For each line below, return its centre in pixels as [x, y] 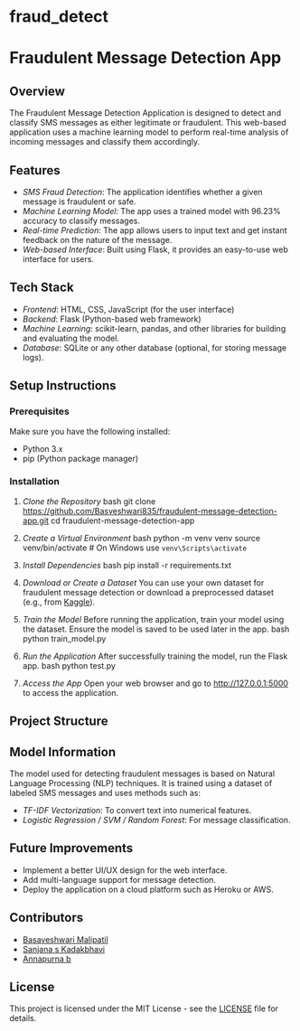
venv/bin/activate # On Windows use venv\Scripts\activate [134, 548]
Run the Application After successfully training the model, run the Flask [155, 656]
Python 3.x [42, 448]
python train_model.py [64, 638]
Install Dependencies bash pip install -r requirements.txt [127, 565]
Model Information [63, 752]
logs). [33, 357]
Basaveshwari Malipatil [65, 939]
